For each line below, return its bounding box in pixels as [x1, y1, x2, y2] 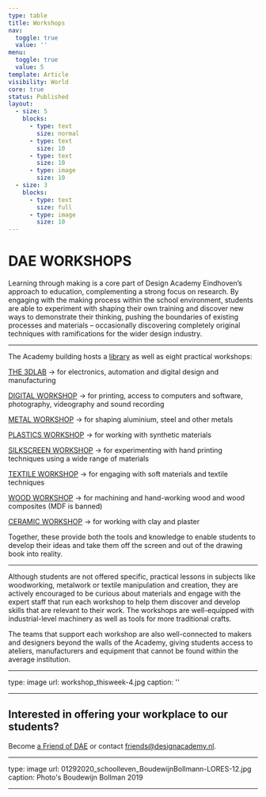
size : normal [36, 129, 80, 137]
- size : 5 [15, 108, 47, 116]
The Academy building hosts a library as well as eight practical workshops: [8, 352, 253, 362]
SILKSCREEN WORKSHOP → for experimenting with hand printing [8, 446, 223, 455]
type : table [8, 11, 47, 20]
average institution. [8, 655, 71, 665]
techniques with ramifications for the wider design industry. [8, 329, 203, 339]
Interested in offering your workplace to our [8, 707, 228, 722]
